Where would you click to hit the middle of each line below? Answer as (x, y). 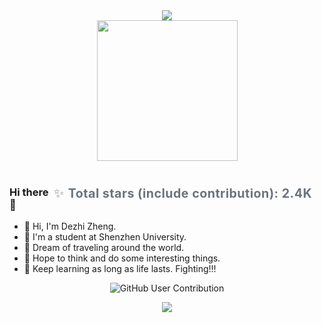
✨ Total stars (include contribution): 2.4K (182, 193)
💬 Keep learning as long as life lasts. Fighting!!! (120, 269)
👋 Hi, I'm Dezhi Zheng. (70, 226)
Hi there (29, 192)
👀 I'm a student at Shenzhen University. (105, 237)
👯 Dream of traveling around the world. (104, 248)
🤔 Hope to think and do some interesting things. (122, 258)
